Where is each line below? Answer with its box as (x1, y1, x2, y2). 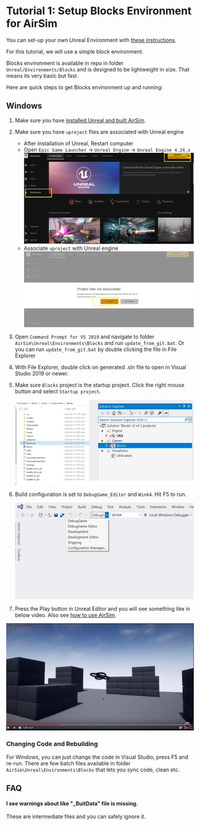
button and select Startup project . (14, 388, 101, 395)
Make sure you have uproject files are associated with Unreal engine (14, 128, 185, 135)
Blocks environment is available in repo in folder (6, 59, 124, 67)
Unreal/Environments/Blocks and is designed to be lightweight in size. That (6, 65, 190, 73)
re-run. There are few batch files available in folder (6, 759, 131, 767)
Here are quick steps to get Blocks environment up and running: (6, 83, 163, 90)
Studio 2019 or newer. (14, 370, 69, 377)
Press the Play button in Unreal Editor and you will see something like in (14, 605, 190, 612)
